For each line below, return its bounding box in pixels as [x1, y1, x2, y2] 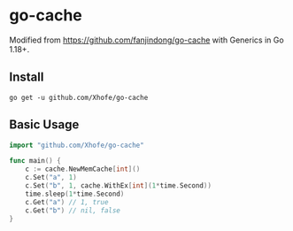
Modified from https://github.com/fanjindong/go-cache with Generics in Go [9, 35, 285, 45]
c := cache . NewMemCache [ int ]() [25, 165, 141, 173]
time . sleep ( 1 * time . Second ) [25, 189, 125, 198]
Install [9, 70, 44, 85]
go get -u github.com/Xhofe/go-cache [9, 93, 149, 102]
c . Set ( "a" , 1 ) [25, 173, 77, 182]
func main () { [9, 157, 62, 166]
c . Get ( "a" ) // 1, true [25, 197, 109, 206]
